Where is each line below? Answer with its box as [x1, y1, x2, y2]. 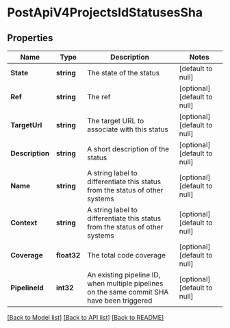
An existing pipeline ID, [86, 270, 161, 279]
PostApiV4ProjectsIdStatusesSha [7, 5, 203, 21]
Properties [7, 32, 53, 44]
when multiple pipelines [86, 279, 164, 288]
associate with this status [86, 125, 169, 134]
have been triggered [86, 296, 153, 305]
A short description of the [86, 144, 170, 153]
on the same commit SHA [86, 288, 169, 297]
